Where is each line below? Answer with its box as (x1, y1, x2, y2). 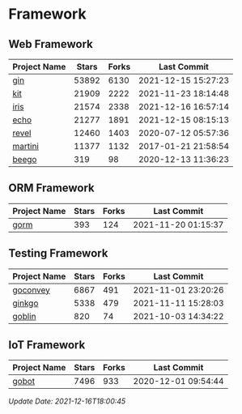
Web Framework (8, 37, 93, 51)
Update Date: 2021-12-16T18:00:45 (8, 396, 126, 406)
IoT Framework (8, 338, 86, 352)
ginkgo (12, 297, 39, 309)
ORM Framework (8, 181, 95, 195)
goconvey (12, 284, 51, 296)
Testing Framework (8, 246, 108, 260)
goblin (12, 310, 36, 322)
